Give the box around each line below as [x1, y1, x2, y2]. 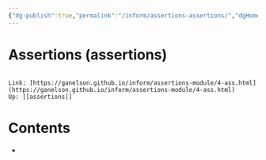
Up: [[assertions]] [8, 93, 73, 101]
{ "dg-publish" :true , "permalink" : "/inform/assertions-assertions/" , [8, 11, 236, 20]
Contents [8, 119, 71, 137]
